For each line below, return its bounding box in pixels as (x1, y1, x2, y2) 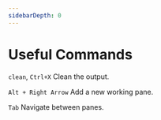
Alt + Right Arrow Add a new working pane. (8, 87, 154, 96)
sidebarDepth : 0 (8, 11, 62, 20)
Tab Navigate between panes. (8, 102, 104, 111)
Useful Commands (8, 45, 133, 63)
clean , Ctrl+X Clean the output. (8, 72, 110, 81)
